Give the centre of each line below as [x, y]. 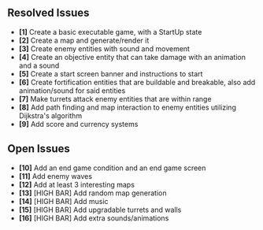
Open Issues [39, 149]
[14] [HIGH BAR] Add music [63, 201]
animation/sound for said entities [72, 91]
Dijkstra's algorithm [50, 115]
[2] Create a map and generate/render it [84, 40]
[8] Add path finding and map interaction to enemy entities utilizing [128, 107]
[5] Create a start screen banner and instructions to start [111, 73]
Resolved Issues [48, 13]
